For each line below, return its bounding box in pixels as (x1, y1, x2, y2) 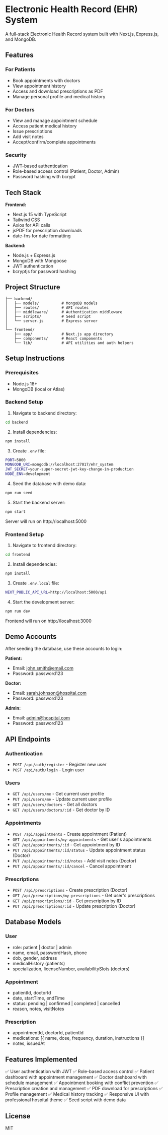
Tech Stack (5, 188, 41, 197)
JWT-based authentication (12, 163, 68, 169)
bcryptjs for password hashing (12, 269, 76, 275)
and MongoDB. (5, 36, 37, 42)
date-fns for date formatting (12, 233, 71, 239)
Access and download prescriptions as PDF (12, 88, 103, 94)
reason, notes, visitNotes (12, 1006, 64, 1012)
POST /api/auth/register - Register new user (12, 762, 107, 768)
